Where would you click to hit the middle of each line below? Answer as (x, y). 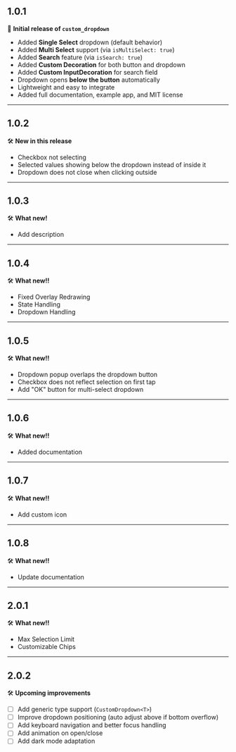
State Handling (39, 304)
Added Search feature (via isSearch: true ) (80, 57)
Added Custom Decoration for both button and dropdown (101, 64)
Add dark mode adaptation (56, 741)
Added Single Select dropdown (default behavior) (90, 42)
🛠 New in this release (40, 141)
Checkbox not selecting (52, 157)
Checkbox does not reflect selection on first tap (86, 382)
